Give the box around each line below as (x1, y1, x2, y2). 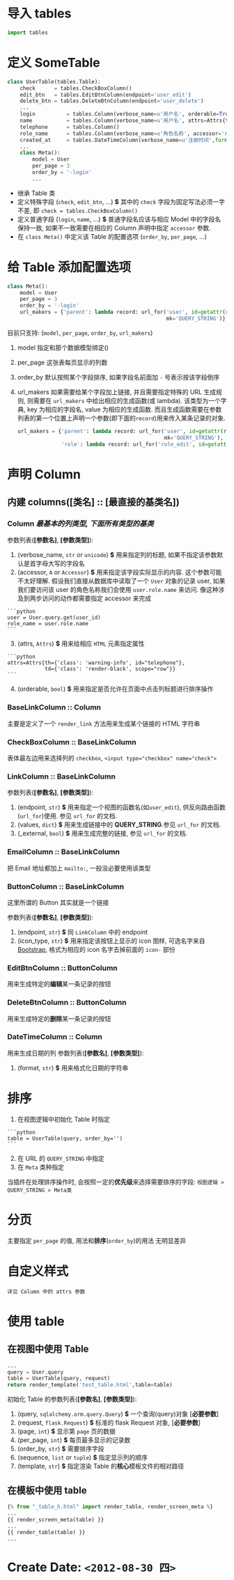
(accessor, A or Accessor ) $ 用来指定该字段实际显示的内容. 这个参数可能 (17, 568, 222, 577)
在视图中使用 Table (7, 1343, 89, 1355)
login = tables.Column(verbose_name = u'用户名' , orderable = (19, 111, 219, 118)
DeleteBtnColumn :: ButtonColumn (7, 998, 127, 1008)
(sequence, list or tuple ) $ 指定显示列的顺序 (17, 1453, 148, 1462)
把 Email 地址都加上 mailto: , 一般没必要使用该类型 (7, 863, 151, 872)
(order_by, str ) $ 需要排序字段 (17, 1445, 104, 1453)
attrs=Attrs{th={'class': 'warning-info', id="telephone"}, (7, 659, 186, 666)
